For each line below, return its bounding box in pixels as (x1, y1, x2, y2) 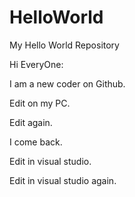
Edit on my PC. (9, 97, 71, 109)
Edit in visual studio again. (9, 174, 117, 186)
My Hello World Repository (9, 39, 120, 51)
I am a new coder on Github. (9, 77, 126, 90)
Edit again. (9, 116, 53, 128)
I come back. (9, 136, 63, 148)
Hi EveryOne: (9, 58, 64, 70)
